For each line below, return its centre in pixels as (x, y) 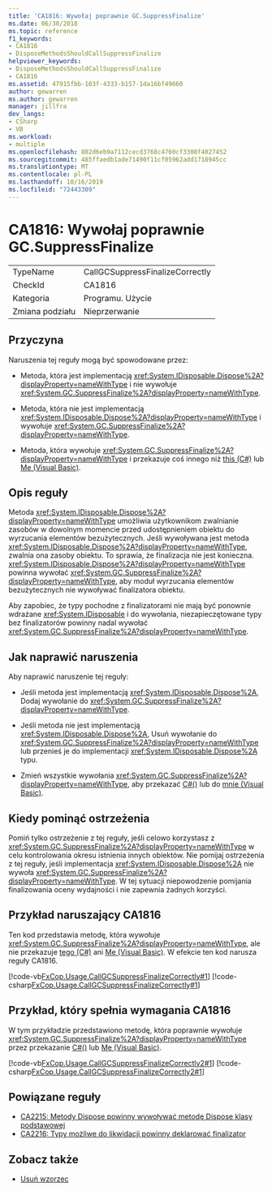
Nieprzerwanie (111, 311)
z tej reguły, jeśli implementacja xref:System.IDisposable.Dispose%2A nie (131, 863)
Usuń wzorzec (44, 1179)
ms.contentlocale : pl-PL (50, 175)
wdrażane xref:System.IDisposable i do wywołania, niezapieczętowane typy (135, 615)
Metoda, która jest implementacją (76, 375)
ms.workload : (30, 136)
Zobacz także (43, 1159)
